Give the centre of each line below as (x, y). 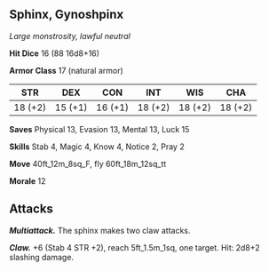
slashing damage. (41, 257)
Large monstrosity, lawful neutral (70, 36)
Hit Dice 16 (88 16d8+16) (55, 53)
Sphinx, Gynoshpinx (67, 15)
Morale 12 (28, 180)
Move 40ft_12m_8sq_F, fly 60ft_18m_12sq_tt (88, 163)
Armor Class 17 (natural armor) (67, 70)
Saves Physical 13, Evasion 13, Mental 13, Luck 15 (99, 129)
